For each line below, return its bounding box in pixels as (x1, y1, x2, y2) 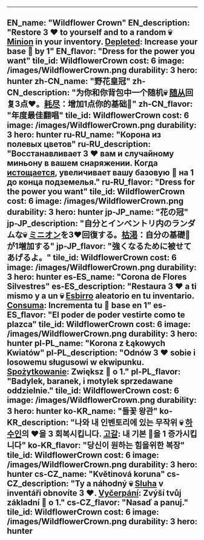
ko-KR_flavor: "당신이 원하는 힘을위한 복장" (27, 440, 185, 451)
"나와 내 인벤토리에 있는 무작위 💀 (70, 417, 184, 428)
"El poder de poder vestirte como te (48, 310, 185, 320)
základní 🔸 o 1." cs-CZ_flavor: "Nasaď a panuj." (7, 498, 189, 508)
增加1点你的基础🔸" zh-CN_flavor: (68, 99, 193, 109)
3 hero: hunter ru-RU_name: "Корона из (7, 130, 162, 140)
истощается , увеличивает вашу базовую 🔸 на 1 (7, 167, 194, 178)
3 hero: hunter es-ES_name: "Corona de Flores (7, 272, 187, 282)
